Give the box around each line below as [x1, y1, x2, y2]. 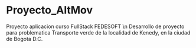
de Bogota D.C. [6, 35, 43, 42]
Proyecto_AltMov [6, 4, 93, 17]
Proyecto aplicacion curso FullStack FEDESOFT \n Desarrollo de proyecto [6, 23, 185, 30]
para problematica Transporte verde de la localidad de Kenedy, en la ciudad [6, 29, 191, 36]
